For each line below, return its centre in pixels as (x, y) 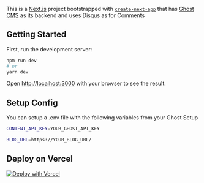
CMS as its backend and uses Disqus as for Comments (76, 15)
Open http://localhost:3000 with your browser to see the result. (86, 84)
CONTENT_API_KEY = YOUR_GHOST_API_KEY (53, 129)
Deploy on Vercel (40, 159)
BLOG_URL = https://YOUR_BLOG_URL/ (49, 140)
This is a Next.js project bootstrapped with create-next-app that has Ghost (100, 9)
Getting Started (36, 35)
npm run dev (21, 61)
